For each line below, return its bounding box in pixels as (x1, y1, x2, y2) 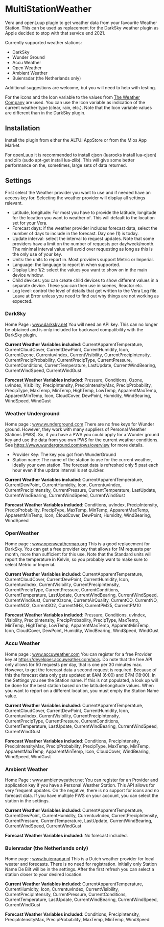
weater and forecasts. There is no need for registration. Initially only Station (5, 861, 157, 867)
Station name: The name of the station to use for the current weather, (12, 457, 152, 463)
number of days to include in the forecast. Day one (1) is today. (12, 230, 139, 236)
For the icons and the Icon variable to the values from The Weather (5, 94, 141, 100)
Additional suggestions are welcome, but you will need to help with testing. (5, 84, 156, 90)
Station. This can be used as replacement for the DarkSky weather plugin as (5, 25, 159, 30)
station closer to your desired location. (5, 872, 83, 877)
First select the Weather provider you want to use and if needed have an (5, 189, 151, 195)
